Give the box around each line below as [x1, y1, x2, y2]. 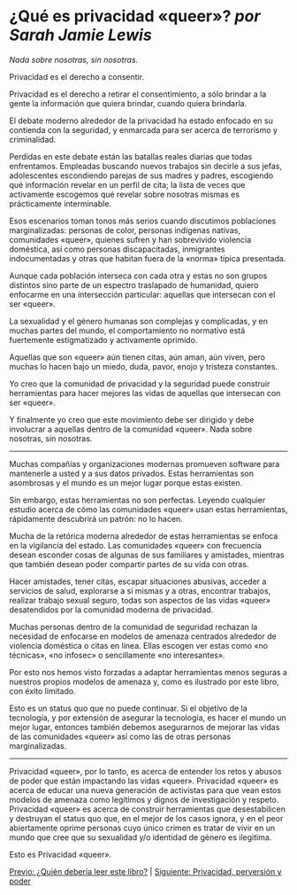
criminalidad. [9, 134, 57, 144]
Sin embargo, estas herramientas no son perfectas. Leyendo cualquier [9, 494, 266, 505]
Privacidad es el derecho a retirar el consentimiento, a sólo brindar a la [9, 89, 267, 99]
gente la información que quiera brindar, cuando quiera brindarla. [9, 97, 247, 108]
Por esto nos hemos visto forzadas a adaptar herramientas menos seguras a [9, 666, 287, 677]
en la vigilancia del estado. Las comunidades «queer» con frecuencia [9, 540, 263, 550]
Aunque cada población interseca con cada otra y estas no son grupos [9, 270, 268, 281]
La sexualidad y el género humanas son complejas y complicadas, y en [9, 315, 268, 326]
